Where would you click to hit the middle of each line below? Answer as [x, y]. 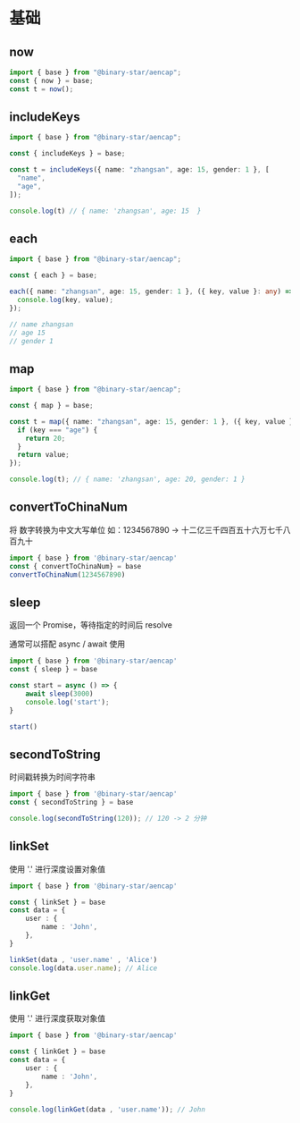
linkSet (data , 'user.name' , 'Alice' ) [83, 959]
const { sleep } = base [54, 670]
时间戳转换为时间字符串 [52, 777]
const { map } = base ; [51, 406]
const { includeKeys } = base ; [67, 154]
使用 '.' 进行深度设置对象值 [58, 869]
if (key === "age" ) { [58, 430]
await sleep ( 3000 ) [59, 694]
